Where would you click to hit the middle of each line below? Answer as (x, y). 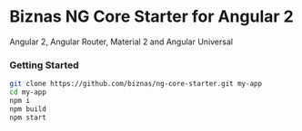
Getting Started (44, 65)
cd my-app (28, 92)
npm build (28, 109)
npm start (28, 117)
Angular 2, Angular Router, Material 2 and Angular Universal (121, 42)
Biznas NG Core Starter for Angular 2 (151, 17)
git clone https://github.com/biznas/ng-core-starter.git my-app (136, 84)
